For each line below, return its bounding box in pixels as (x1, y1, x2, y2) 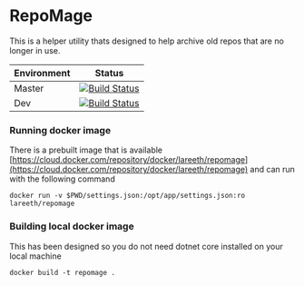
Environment (14, 66, 71, 79)
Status (94, 66, 124, 79)
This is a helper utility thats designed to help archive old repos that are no (9, 35, 284, 46)
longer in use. (9, 44, 61, 55)
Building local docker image (9, 220, 134, 232)
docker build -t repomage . (9, 268, 116, 277)
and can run (250, 164, 295, 175)
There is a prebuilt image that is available (9, 144, 163, 155)
